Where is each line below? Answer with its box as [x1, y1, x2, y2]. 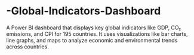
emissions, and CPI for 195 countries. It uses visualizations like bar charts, [6, 30, 188, 37]
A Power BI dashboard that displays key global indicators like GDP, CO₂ [6, 24, 181, 31]
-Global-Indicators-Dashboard [6, 4, 161, 18]
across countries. [6, 43, 49, 50]
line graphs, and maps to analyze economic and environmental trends [6, 36, 178, 44]
